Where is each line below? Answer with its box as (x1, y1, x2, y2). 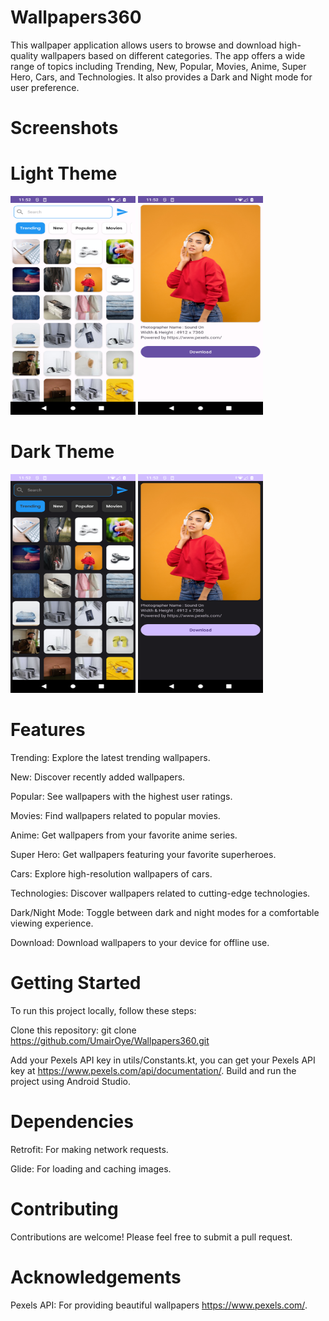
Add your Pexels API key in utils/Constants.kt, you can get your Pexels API (10, 1054, 316, 1066)
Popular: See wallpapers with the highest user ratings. (10, 790, 233, 802)
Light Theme (10, 162, 118, 185)
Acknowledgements (10, 1266, 182, 1288)
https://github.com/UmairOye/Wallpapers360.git (10, 1034, 210, 1046)
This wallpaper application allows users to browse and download (10, 39, 277, 51)
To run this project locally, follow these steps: (10, 1004, 197, 1016)
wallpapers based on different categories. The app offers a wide (40, 49, 306, 61)
